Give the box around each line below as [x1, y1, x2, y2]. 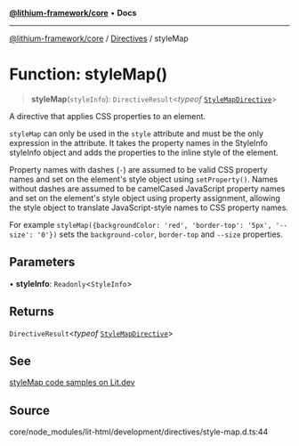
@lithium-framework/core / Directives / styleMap [9, 33, 189, 44]
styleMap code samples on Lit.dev [9, 377, 135, 388]
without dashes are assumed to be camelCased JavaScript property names [9, 182, 286, 194]
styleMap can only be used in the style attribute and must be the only [9, 128, 264, 139]
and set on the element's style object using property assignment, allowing [9, 192, 280, 203]
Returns [9, 304, 55, 320]
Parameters [9, 255, 76, 270]
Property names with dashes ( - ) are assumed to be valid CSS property [9, 164, 269, 174]
